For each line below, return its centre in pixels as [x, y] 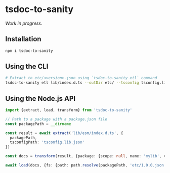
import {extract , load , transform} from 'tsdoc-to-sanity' [69, 110]
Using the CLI [27, 67]
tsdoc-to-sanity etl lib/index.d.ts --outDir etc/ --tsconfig [72, 83]
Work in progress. [24, 23]
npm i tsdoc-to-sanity [29, 51]
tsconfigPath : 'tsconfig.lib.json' [47, 142]
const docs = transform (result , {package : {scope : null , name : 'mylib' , [83, 156]
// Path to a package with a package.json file [56, 119]
